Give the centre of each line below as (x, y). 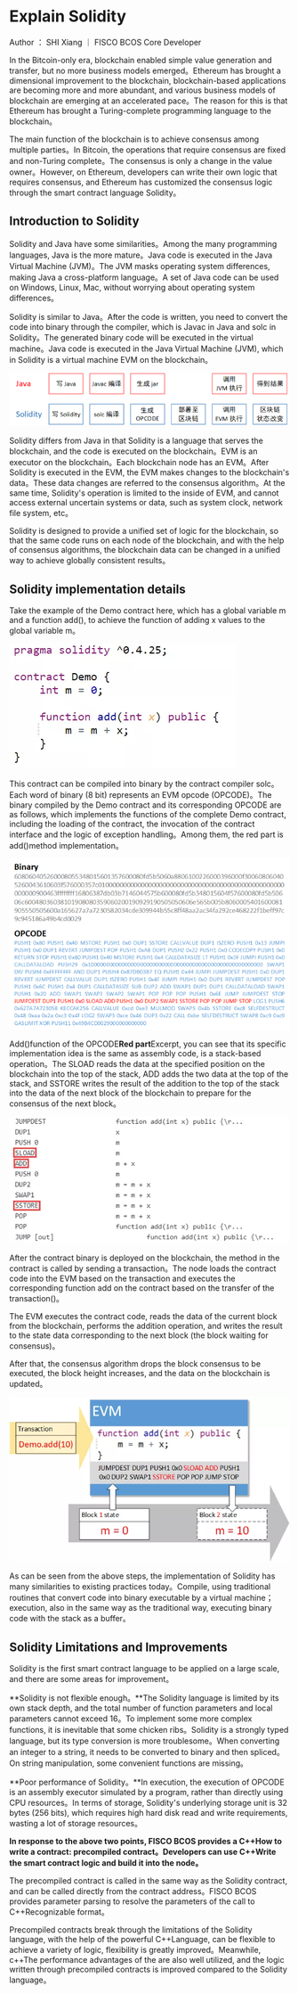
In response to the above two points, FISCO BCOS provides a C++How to (146, 1842)
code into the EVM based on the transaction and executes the (122, 1279)
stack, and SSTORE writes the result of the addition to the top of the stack (145, 1083)
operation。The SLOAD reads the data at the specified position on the (137, 1063)
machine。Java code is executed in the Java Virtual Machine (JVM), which (146, 349)
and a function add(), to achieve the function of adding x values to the (137, 620)
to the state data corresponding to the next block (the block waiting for (139, 1335)
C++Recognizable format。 (59, 1912)
